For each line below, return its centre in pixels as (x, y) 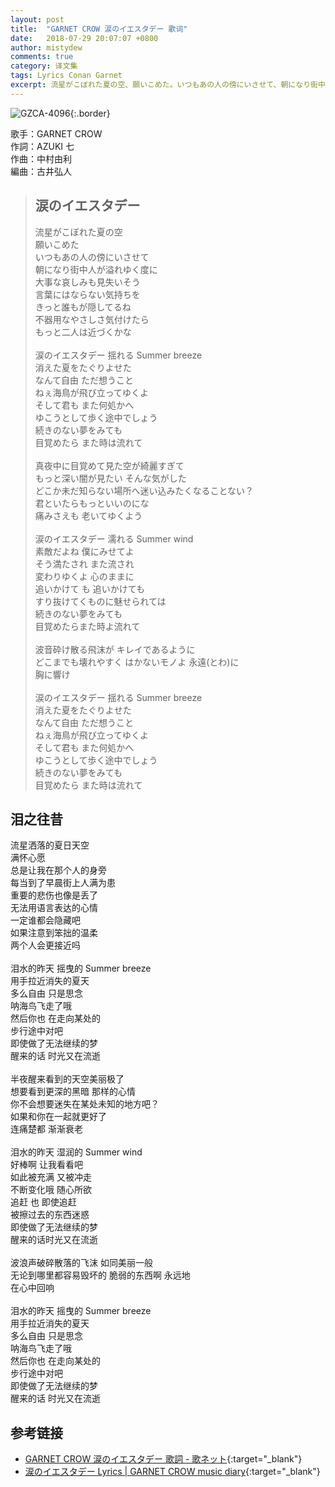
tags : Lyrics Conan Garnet (66, 76)
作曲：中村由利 (41, 158)
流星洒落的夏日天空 (50, 845)
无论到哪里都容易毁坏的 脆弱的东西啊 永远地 (100, 1275)
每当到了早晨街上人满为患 (63, 883)
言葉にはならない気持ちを (87, 294)
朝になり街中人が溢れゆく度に (96, 269)
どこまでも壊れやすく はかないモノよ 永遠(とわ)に (137, 662)
